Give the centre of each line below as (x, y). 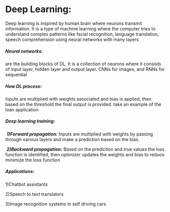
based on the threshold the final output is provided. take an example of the (83, 104)
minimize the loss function (33, 160)
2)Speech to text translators (35, 194)
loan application (22, 109)
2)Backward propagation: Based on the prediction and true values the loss (86, 149)
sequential (16, 74)
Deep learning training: (30, 121)
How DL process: (24, 86)
